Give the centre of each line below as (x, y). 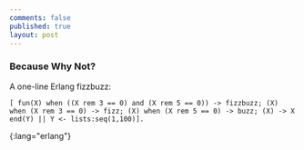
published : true (40, 26)
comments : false (40, 18)
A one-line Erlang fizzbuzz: (61, 86)
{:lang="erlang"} (40, 135)
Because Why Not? (53, 66)
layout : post (34, 35)
